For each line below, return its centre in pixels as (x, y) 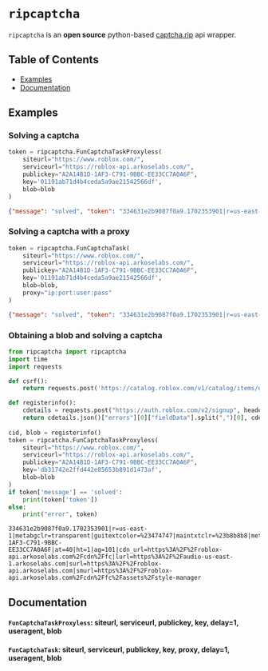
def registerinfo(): (43, 403)
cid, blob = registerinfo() (55, 433)
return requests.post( (60, 389)
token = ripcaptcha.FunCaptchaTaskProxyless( (85, 152)
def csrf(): (28, 381)
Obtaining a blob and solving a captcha (85, 335)
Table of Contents (54, 60)
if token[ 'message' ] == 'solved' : (66, 492)
